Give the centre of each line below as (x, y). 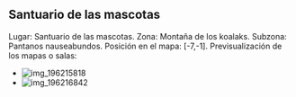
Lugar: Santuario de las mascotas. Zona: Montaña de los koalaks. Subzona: (148, 36)
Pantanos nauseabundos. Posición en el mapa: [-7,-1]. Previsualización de (145, 46)
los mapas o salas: (43, 55)
